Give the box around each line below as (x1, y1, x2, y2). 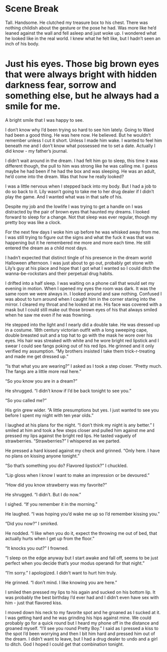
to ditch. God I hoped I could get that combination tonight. (5, 641, 124, 647)
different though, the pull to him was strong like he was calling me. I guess (5, 163, 158, 169)
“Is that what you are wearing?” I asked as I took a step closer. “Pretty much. (5, 363, 163, 369)
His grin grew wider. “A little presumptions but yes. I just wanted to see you (5, 407, 159, 413)
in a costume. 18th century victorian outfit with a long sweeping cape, (5, 327, 148, 333)
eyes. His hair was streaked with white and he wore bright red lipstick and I (5, 337, 159, 343)
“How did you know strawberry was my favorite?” (5, 482, 107, 488)
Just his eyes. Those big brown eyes (5, 58, 160, 70)
